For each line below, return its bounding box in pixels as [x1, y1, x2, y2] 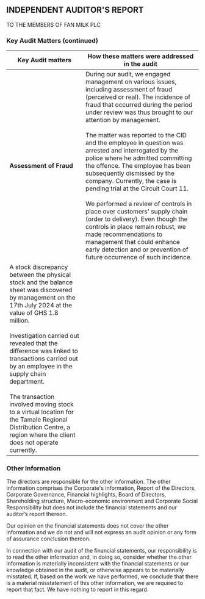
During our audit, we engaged [85, 70, 171, 79]
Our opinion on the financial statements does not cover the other [6, 522, 169, 529]
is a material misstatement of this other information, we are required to [6, 579, 184, 587]
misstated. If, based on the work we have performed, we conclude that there [6, 573, 199, 580]
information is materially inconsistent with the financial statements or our [6, 560, 189, 567]
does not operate [9, 439, 59, 447]
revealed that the [9, 339, 58, 348]
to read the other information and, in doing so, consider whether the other [6, 553, 192, 561]
